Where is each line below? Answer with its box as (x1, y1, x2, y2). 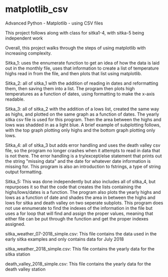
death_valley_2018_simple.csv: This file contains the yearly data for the (5, 260, 151, 266)
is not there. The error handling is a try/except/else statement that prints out (5, 153, 162, 159)
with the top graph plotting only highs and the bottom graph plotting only (5, 127, 155, 133)
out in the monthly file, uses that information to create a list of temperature (5, 65, 159, 71)
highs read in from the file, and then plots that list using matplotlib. (5, 70, 142, 76)
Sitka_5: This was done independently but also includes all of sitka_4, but (5, 178, 156, 184)
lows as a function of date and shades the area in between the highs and (5, 194, 155, 200)
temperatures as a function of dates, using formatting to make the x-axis (5, 91, 155, 97)
